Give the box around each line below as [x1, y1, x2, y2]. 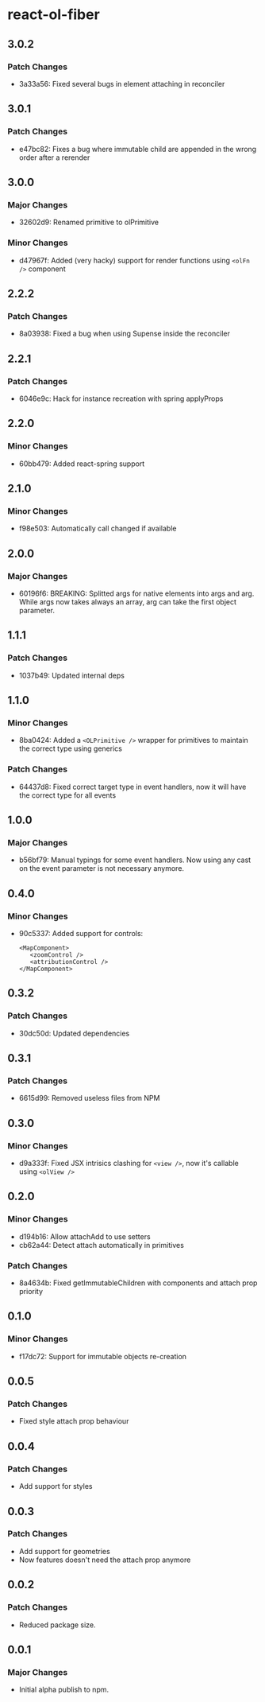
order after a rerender [18, 153, 90, 162]
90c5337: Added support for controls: [18, 929, 144, 938]
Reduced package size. [18, 1620, 96, 1630]
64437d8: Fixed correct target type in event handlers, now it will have [18, 782, 247, 791]
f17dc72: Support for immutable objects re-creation [18, 1351, 187, 1361]
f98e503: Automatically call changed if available [18, 523, 177, 534]
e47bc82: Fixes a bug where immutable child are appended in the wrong [18, 144, 257, 153]
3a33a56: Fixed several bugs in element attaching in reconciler [18, 79, 225, 88]
